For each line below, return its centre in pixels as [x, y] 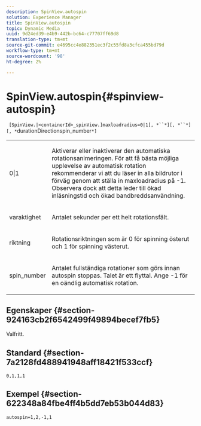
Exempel [23, 394]
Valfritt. [15, 334]
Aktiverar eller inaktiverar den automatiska [111, 151]
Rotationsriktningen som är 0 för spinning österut [121, 239]
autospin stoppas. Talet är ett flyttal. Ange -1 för [120, 275]
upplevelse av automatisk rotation [99, 166]
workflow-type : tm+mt [33, 51]
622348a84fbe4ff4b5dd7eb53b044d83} [85, 404]
